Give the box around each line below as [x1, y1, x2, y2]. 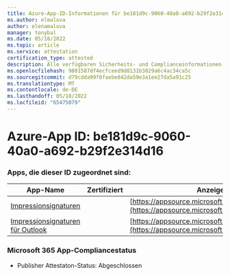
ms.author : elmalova [7, 16, 66, 23]
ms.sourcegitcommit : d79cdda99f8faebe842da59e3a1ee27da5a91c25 [7, 73, 192, 81]
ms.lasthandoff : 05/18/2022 [7, 93, 88, 100]
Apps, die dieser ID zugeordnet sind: [7, 167, 131, 177]
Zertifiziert [86, 186, 123, 195]
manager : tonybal [7, 29, 57, 36]
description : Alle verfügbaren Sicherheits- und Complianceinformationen [7, 61, 222, 68]
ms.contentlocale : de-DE [7, 86, 78, 93]
